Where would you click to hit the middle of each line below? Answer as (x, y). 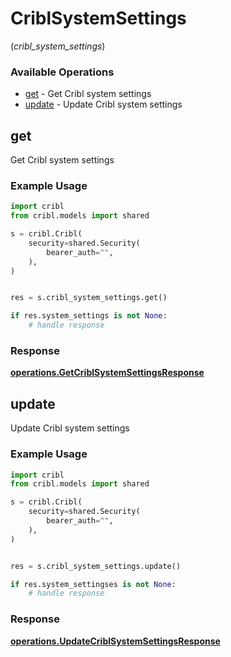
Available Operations (62, 72)
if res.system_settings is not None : (89, 316)
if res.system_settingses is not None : (93, 584)
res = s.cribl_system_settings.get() (89, 298)
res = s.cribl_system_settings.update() (96, 566)
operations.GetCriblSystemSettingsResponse (107, 373)
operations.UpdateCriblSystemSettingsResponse (115, 641)
